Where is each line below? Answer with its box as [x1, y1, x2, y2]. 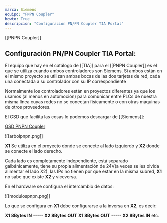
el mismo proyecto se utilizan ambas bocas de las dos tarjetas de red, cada [5, 73, 160, 79]
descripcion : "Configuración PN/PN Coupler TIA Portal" [5, 21, 124, 26]
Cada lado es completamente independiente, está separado [5, 158, 128, 164]
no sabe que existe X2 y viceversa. [5, 174, 77, 180]
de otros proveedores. [5, 104, 51, 110]
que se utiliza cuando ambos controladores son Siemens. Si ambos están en [5, 68, 162, 74]
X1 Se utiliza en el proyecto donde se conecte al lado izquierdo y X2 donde [5, 143, 160, 149]
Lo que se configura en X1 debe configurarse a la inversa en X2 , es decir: [5, 203, 157, 209]
